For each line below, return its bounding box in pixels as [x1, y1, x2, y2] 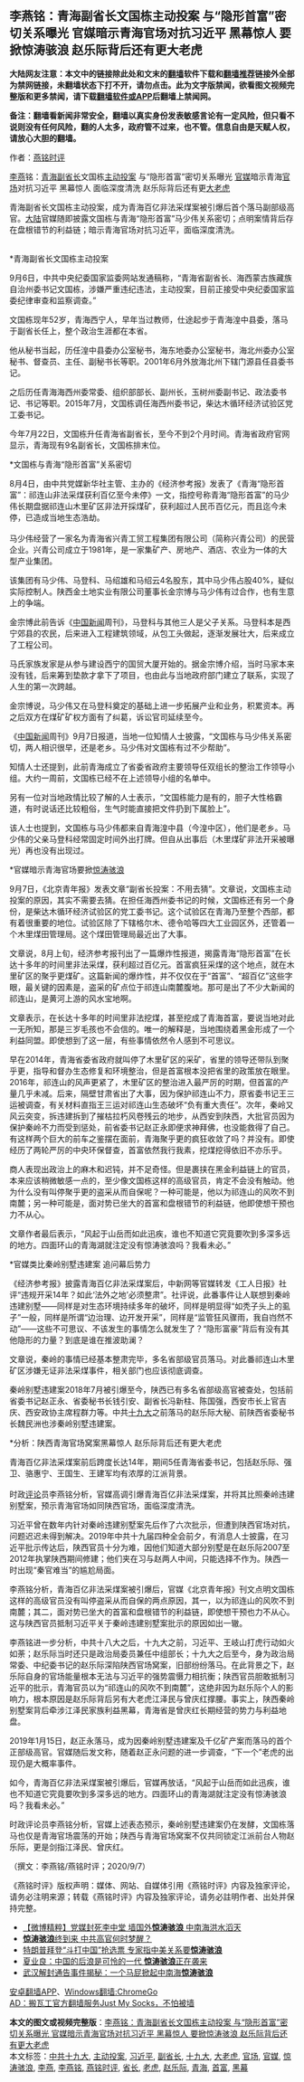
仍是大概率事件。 [16, 1757, 81, 1768]
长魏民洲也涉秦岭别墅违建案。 [9, 1418, 120, 1429]
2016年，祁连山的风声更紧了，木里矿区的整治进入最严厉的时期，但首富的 [9, 1076, 281, 1087]
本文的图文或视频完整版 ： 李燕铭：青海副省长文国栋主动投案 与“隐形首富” [9, 2016, 280, 2028]
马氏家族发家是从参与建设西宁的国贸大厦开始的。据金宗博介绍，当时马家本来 [9, 658, 295, 669]
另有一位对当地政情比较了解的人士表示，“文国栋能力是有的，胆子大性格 [9, 791, 275, 802]
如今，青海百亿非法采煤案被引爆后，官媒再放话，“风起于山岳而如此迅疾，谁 [9, 1776, 291, 1788]
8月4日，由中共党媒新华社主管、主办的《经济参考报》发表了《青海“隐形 [9, 478, 277, 488]
